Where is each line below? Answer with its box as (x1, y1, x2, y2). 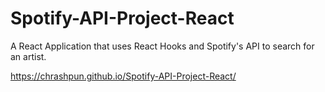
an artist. (10, 50, 47, 62)
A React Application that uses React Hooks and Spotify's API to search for (10, 40, 315, 52)
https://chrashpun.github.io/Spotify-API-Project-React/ (10, 70, 237, 82)
